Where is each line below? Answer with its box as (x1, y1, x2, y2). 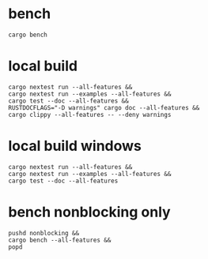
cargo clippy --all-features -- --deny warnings (8, 111, 172, 118)
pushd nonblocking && (8, 229, 80, 237)
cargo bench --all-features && (8, 236, 112, 244)
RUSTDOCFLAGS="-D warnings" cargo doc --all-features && (8, 103, 200, 111)
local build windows (8, 137, 142, 155)
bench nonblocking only (8, 203, 172, 221)
